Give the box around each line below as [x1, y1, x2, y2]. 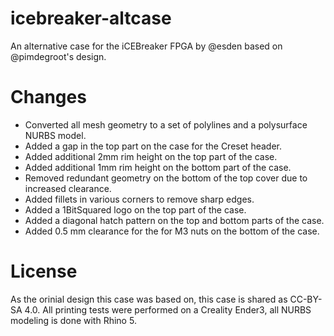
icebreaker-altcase [10, 7, 172, 30]
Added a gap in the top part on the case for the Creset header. [24, 140, 282, 152]
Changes [10, 86, 87, 109]
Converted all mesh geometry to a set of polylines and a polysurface [24, 118, 308, 131]
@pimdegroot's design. [10, 50, 107, 62]
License [10, 260, 78, 283]
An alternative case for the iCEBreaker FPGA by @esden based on [10, 40, 283, 52]
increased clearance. [24, 182, 112, 194]
